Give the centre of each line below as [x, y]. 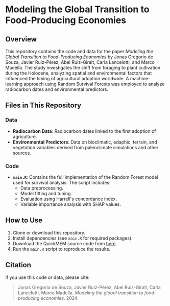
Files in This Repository [43, 105]
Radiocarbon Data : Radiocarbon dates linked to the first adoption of [84, 131]
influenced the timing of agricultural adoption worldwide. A [67, 78]
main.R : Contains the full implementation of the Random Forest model [85, 177]
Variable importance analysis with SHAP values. [71, 204]
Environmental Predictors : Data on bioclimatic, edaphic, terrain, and [85, 142]
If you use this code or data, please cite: [47, 277]
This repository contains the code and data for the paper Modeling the [79, 51]
